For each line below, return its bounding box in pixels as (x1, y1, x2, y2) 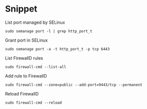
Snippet (5, 3, 37, 15)
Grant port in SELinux (5, 37, 48, 43)
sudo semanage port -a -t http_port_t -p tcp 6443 (5, 47, 110, 51)
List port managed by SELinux (5, 19, 65, 25)
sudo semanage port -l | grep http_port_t (5, 29, 92, 33)
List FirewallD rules (5, 55, 43, 61)
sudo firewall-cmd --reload (5, 100, 62, 105)
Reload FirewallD (5, 91, 39, 96)
